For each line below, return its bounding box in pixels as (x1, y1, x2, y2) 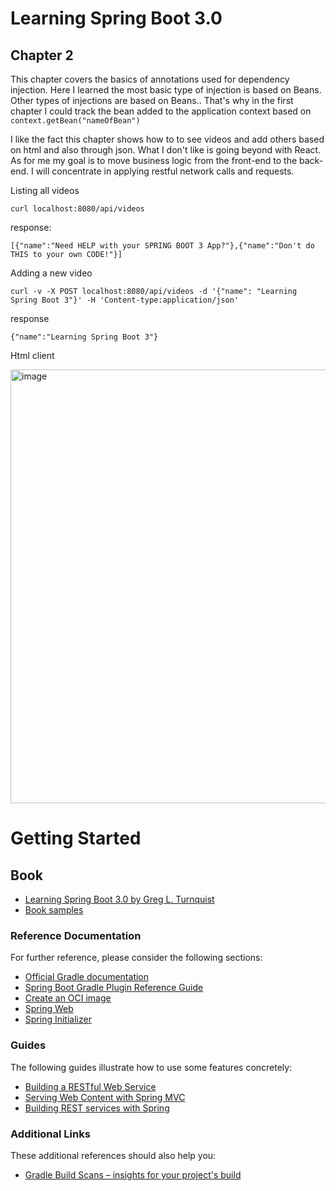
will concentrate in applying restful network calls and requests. (35, 165, 295, 177)
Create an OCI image (24, 992, 112, 1004)
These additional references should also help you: (10, 1149, 217, 1161)
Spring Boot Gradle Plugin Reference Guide (24, 982, 204, 994)
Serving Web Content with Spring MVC (24, 1091, 186, 1103)
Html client (10, 350, 55, 361)
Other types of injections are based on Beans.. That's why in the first (10, 95, 294, 106)
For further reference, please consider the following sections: (10, 952, 263, 964)
